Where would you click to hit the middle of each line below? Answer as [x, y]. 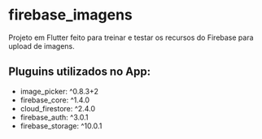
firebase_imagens [70, 15]
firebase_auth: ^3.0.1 [54, 117]
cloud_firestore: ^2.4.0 [58, 108]
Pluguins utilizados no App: [80, 72]
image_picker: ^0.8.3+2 [59, 91]
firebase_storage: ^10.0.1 [61, 126]
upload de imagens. [41, 46]
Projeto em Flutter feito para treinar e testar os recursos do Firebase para [131, 37]
